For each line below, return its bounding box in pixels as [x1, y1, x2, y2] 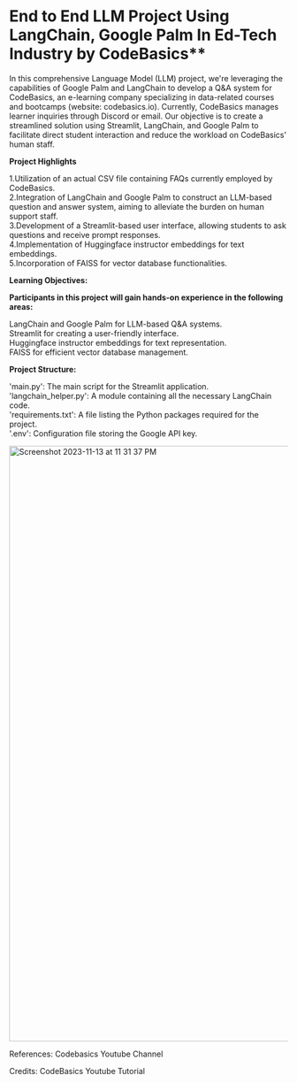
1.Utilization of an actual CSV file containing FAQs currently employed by [9, 173, 273, 183]
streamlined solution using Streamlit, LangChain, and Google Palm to [9, 119, 259, 130]
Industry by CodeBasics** [9, 44, 207, 64]
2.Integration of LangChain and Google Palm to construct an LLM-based [9, 192, 272, 203]
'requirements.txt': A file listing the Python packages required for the [9, 409, 259, 419]
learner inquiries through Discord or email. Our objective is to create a [9, 111, 263, 121]
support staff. [9, 211, 59, 221]
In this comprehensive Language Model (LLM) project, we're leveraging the [9, 73, 283, 83]
